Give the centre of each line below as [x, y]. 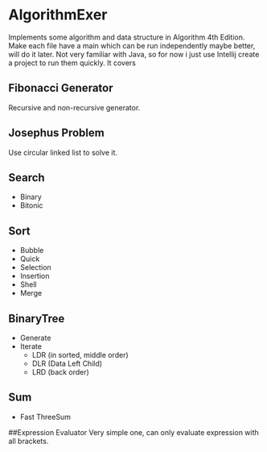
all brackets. [29, 441]
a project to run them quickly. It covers [72, 63]
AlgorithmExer [58, 15]
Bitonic [31, 205]
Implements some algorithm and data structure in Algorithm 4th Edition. [127, 37]
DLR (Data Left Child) [67, 363]
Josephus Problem [56, 133]
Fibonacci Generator [61, 88]
